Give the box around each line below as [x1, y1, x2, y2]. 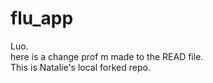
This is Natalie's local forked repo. [10, 61, 151, 73]
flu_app [10, 7, 74, 30]
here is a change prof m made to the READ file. [10, 50, 204, 62]
